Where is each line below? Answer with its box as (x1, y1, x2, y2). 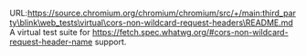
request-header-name (9, 36, 93, 47)
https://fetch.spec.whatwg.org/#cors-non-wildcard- (91, 27, 290, 37)
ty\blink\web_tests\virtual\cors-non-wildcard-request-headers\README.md (9, 17, 294, 28)
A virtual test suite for (9, 27, 90, 37)
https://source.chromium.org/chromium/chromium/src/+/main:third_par (26, 8, 297, 18)
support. (94, 36, 127, 47)
